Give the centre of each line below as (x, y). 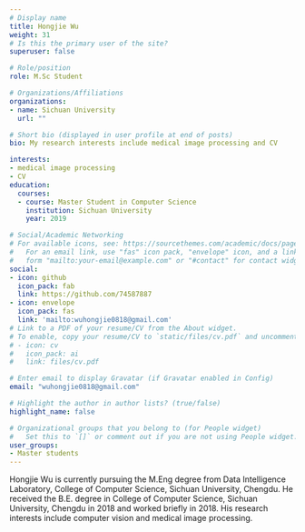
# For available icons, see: (64, 244)
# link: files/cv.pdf (54, 362)
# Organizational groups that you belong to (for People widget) (135, 428)
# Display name (38, 18)
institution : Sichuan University (89, 210)
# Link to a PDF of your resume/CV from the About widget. (123, 328)
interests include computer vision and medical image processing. (131, 518)
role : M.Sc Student (46, 77)
